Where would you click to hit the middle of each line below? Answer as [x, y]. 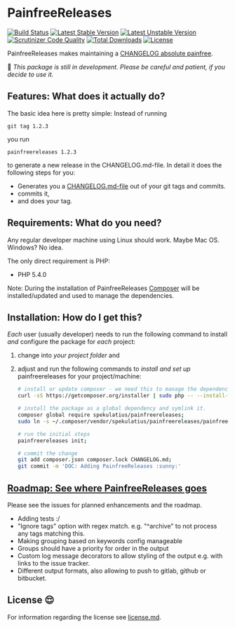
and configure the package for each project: [71, 342]
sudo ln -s [33, 421]
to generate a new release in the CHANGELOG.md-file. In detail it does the [115, 165]
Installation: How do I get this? [75, 317]
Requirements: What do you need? [85, 223]
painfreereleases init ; [52, 441]
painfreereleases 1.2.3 [42, 152]
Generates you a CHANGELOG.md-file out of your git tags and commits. [121, 186]
